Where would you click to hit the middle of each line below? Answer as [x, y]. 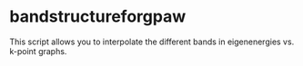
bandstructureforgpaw [98, 17]
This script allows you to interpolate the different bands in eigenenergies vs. [152, 42]
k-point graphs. [38, 51]
